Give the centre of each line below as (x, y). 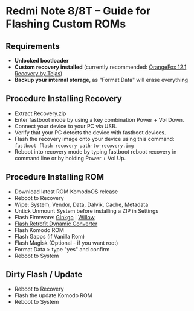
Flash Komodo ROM (39, 230)
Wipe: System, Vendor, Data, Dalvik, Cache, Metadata (81, 204)
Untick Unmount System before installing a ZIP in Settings (86, 211)
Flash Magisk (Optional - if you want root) (66, 243)
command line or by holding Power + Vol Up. (70, 158)
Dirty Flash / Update (44, 275)
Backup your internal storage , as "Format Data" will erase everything (101, 80)
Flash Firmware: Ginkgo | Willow (54, 217)
